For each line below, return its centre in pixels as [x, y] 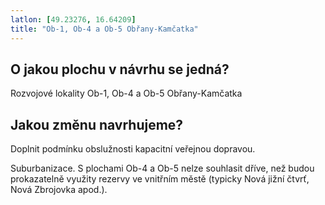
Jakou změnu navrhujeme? [97, 124]
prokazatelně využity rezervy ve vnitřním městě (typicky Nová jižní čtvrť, [160, 179]
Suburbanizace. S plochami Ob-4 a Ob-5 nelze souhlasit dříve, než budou [162, 168]
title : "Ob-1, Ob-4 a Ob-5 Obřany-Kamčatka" [104, 29]
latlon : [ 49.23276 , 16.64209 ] [73, 19]
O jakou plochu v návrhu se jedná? [120, 69]
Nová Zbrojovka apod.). [59, 190]
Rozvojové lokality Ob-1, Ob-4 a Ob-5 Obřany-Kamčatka [126, 93]
